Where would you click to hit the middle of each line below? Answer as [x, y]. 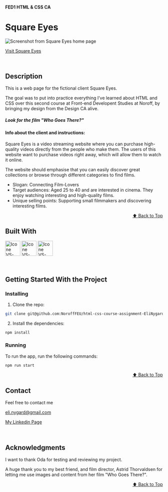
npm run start [20, 365]
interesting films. [30, 206]
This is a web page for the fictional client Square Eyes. [61, 88]
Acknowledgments [35, 448]
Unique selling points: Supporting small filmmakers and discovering [82, 200]
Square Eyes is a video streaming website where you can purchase [74, 144]
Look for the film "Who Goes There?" [44, 120]
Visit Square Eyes [23, 51]
